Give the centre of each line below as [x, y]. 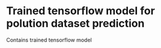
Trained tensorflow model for [80, 11]
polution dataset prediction [75, 23]
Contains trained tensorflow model [49, 40]
